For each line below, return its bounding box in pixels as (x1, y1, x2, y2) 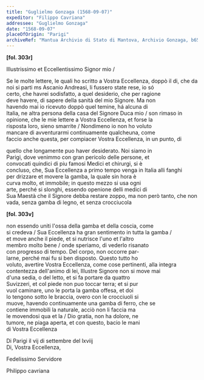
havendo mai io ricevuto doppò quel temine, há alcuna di (6, 103, 148, 110)
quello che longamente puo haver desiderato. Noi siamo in (6, 147, 152, 154)
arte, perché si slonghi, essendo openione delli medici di (6, 186, 148, 193)
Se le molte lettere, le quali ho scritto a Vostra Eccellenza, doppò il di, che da (6, 77, 198, 84)
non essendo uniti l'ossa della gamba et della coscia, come (6, 222, 154, 229)
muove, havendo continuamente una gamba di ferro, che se (6, 300, 156, 307)
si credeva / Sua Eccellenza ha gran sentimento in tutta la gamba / (6, 229, 172, 236)
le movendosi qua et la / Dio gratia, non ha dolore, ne (6, 313, 138, 319)
